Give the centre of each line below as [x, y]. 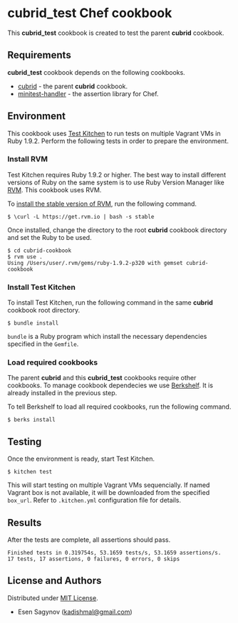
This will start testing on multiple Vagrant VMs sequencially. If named [109, 485]
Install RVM [28, 159]
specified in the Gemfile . [43, 344]
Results [25, 522]
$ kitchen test [30, 472]
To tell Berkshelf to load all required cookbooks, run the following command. [119, 407]
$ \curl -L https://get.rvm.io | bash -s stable [81, 216]
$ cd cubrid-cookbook [40, 251]
